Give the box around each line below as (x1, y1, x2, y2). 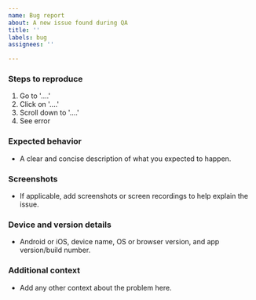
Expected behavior (8, 136, 82, 147)
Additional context (8, 265, 81, 276)
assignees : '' (8, 41, 55, 49)
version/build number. (19, 245, 91, 255)
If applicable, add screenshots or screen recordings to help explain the (19, 192, 249, 201)
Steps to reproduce (8, 74, 83, 85)
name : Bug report (8, 11, 65, 20)
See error (19, 116, 51, 126)
